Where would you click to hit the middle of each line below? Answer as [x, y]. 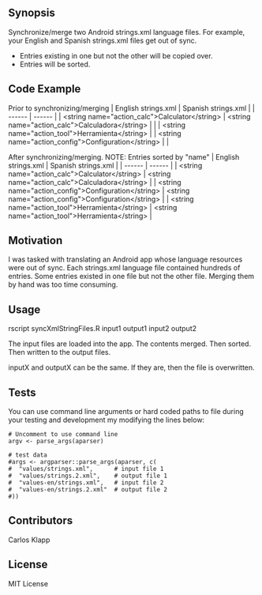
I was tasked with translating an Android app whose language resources [125, 259]
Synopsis [32, 13]
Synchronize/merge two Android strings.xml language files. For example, [127, 32]
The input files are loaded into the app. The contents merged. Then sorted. [129, 344]
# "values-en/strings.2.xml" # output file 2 [88, 490]
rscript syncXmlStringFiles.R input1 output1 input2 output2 [103, 329]
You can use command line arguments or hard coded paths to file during [126, 412]
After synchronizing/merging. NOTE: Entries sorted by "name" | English [124, 156]
